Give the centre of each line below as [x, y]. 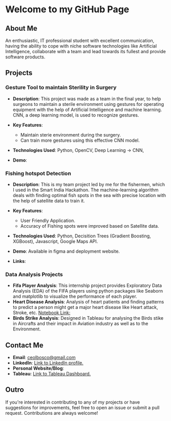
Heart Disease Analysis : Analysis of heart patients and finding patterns [88, 302]
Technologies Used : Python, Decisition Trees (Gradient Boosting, [82, 236]
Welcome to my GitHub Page [67, 9]
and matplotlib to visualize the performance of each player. [75, 296]
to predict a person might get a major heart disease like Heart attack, [85, 307]
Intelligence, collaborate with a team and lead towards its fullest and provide [86, 51]
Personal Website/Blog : [38, 368]
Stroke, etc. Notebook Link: [41, 313]
